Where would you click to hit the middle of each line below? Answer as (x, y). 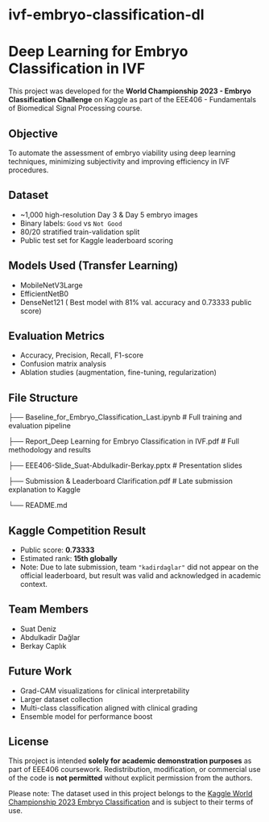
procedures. (29, 170)
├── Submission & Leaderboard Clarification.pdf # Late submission (121, 481)
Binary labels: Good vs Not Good (71, 223)
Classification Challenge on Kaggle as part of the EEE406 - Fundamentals (132, 100)
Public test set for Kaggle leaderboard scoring (96, 240)
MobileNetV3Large (51, 285)
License (29, 742)
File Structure (43, 397)
